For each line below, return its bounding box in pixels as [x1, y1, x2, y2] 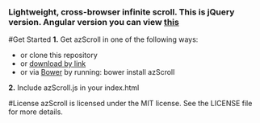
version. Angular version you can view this [8, 16, 179, 27]
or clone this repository [19, 51, 99, 60]
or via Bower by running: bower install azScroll [19, 68, 175, 77]
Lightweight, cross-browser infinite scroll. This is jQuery [8, 6, 235, 18]
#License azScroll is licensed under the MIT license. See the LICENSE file [8, 99, 253, 109]
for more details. [8, 107, 63, 117]
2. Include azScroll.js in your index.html [8, 83, 140, 92]
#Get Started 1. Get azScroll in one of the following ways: [8, 35, 199, 44]
